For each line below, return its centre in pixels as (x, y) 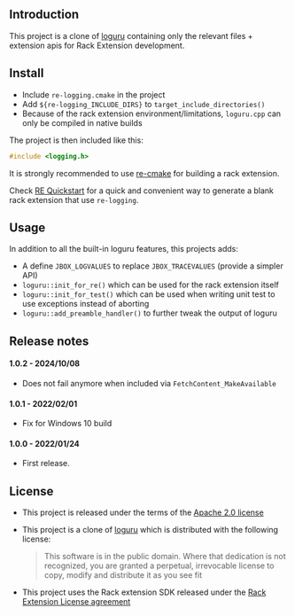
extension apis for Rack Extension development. (97, 45)
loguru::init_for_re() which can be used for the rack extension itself (150, 285)
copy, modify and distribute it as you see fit (123, 575)
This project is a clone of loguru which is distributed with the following (150, 530)
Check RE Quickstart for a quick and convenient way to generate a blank (142, 191)
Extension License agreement (76, 602)
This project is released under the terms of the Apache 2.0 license (143, 512)
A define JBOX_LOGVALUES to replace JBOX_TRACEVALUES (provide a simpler (152, 266)
